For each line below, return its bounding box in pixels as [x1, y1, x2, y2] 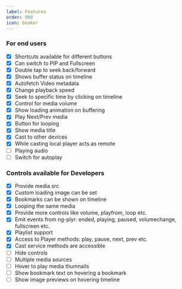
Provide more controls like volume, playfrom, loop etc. [14, 209, 147, 216]
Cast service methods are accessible [14, 242, 106, 250]
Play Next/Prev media [14, 114, 68, 121]
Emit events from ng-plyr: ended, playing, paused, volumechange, [14, 216, 177, 223]
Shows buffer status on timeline [14, 73, 92, 80]
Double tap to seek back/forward [14, 66, 96, 73]
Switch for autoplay [14, 153, 63, 161]
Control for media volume [14, 100, 77, 107]
